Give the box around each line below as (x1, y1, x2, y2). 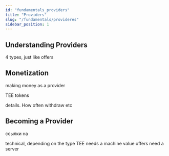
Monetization (5, 69, 49, 77)
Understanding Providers (5, 40, 88, 49)
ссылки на (5, 131, 28, 137)
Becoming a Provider (5, 117, 73, 125)
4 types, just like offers (5, 54, 54, 60)
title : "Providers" (5, 12, 47, 17)
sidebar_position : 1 (5, 21, 50, 27)
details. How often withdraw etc (5, 102, 73, 108)
